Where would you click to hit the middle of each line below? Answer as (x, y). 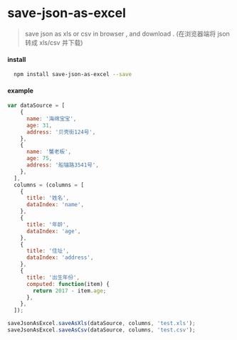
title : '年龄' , (48, 224)
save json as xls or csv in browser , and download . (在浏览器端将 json (127, 33)
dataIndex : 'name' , (55, 205)
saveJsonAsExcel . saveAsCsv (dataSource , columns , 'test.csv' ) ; (101, 330)
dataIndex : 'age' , (53, 231)
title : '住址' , (48, 251)
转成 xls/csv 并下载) (54, 42)
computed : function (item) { (68, 284)
